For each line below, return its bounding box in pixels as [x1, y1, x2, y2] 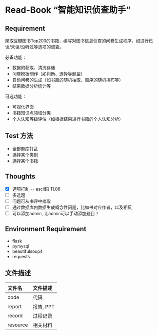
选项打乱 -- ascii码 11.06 [12, 186, 61, 192]
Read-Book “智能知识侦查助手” [5, 4, 131, 16]
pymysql [12, 243, 30, 249]
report [7, 303, 22, 310]
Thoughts [5, 172, 36, 181]
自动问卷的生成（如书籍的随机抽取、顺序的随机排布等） [12, 77, 123, 83]
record [7, 312, 23, 319]
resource [7, 321, 28, 328]
